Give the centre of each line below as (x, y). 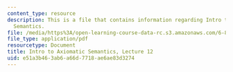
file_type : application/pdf (48, 39)
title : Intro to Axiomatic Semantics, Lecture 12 (80, 52)
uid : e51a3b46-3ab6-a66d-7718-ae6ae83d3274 (71, 58)
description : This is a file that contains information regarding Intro (114, 20)
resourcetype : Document (42, 45)
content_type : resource (42, 13)
